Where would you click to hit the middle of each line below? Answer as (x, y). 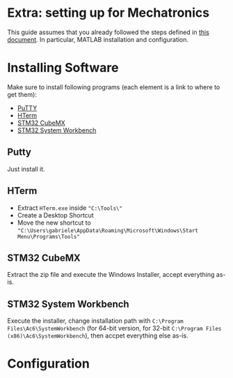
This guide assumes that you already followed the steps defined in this (109, 32)
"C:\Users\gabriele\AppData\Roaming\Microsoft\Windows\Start (108, 230)
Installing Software (63, 68)
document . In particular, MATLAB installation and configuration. (98, 39)
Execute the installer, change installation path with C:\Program (96, 321)
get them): (22, 94)
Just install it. (26, 169)
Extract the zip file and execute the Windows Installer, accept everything (111, 275)
